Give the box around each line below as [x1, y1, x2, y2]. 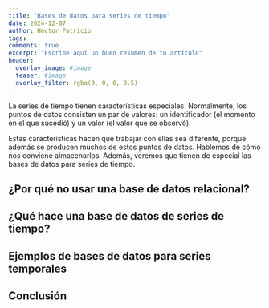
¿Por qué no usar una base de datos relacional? [8, 182, 251, 196]
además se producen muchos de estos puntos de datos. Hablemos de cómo [8, 142, 261, 152]
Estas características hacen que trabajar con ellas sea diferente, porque [8, 133, 247, 143]
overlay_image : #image [15, 64, 92, 72]
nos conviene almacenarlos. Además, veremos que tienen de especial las [8, 150, 251, 160]
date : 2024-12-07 [8, 19, 67, 27]
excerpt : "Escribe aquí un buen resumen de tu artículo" [8, 49, 203, 57]
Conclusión [8, 290, 67, 303]
